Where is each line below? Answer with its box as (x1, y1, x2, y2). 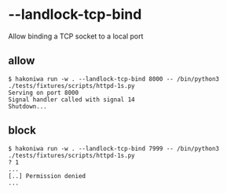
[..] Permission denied (8, 172, 86, 180)
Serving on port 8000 (8, 89, 79, 96)
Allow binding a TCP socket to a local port (8, 31, 144, 41)
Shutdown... (8, 102, 47, 111)
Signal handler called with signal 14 (8, 96, 135, 104)
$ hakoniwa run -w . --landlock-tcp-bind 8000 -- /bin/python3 (8, 75, 220, 83)
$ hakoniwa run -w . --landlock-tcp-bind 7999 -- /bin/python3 (8, 144, 220, 152)
